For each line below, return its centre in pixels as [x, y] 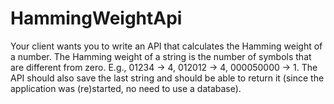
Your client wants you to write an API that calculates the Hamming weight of [166, 46]
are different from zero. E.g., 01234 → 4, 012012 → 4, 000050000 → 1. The [164, 67]
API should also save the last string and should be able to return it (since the [167, 78]
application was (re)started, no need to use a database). [126, 88]
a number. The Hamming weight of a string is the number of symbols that [161, 56]
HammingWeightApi [96, 18]
